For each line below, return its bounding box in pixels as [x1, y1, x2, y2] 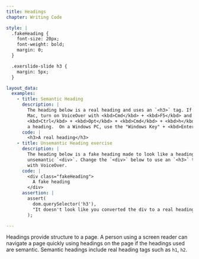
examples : [11, 90, 36, 97]
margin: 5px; [17, 69, 49, 75]
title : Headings [6, 8, 46, 15]
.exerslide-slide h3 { [11, 63, 68, 69]
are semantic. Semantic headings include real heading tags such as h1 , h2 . [6, 246, 188, 253]
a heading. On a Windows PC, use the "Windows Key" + [27, 124, 166, 129]
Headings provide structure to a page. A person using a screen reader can [6, 233, 188, 241]
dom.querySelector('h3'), [32, 201, 97, 207]
